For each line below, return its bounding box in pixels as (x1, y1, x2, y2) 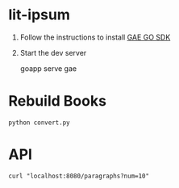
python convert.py (8, 119, 70, 127)
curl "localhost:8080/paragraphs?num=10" (8, 172, 150, 180)
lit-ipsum (8, 6, 70, 24)
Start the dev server (19, 48, 87, 57)
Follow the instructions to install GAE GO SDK (19, 32, 171, 42)
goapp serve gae (19, 63, 77, 73)
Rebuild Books (8, 92, 107, 111)
